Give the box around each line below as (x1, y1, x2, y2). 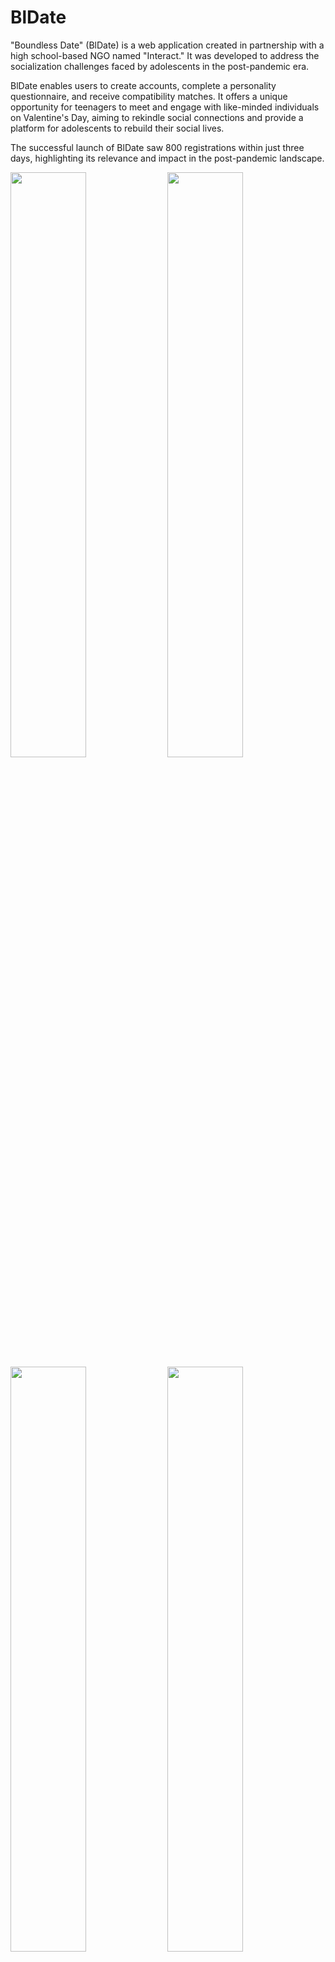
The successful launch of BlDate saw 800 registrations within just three (10, 141, 305, 153)
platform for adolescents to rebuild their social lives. (10, 122, 225, 134)
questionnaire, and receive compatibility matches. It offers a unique (10, 90, 288, 102)
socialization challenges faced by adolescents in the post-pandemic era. (10, 60, 310, 72)
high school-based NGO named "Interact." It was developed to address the (10, 49, 320, 61)
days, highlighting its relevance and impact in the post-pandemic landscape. (10, 152, 325, 164)
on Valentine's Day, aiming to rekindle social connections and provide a (10, 111, 304, 123)
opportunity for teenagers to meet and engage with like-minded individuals (10, 101, 320, 113)
